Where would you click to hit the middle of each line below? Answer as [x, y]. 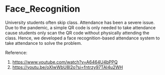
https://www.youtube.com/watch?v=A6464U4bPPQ [65, 62]
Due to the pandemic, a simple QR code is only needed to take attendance [81, 27]
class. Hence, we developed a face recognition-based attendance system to [82, 38]
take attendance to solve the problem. [44, 43]
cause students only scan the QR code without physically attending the [77, 33]
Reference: [16, 53]
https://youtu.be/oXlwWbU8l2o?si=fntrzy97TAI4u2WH [67, 67]
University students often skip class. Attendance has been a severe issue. [80, 22]
